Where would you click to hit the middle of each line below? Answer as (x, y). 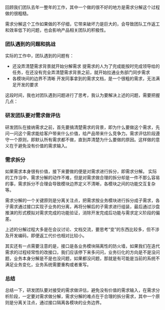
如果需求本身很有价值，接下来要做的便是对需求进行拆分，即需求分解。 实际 (81, 171)
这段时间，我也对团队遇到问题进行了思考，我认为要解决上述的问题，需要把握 (82, 95)
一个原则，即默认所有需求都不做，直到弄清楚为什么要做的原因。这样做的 (82, 139)
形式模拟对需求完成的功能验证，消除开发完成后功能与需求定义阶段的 (87, 213)
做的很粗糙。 (18, 13)
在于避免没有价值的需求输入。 (39, 146)
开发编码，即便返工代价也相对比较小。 (48, 235)
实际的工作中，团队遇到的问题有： (40, 56)
